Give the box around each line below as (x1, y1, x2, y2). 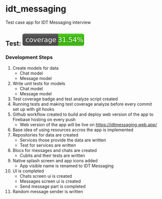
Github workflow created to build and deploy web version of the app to (12, 111, 154, 117)
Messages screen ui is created (19, 178, 81, 184)
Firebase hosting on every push (12, 116, 76, 122)
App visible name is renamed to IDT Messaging (19, 163, 114, 168)
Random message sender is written (12, 188, 83, 194)
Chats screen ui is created (19, 173, 72, 179)
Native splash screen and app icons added (12, 157, 98, 163)
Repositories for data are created (12, 132, 79, 138)
